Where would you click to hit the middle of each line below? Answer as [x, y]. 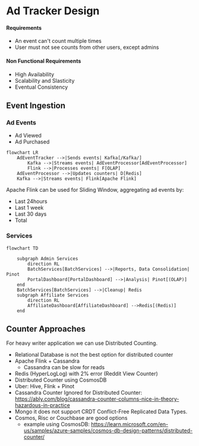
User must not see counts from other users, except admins [87, 47]
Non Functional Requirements [44, 61]
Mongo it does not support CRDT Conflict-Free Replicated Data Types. [101, 411]
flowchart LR [22, 153]
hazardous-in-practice [42, 406]
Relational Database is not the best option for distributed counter [94, 355]
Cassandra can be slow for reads [64, 367]
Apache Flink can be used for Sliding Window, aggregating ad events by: [95, 190]
